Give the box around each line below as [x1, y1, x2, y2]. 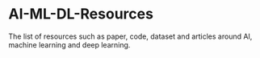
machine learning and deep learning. [8, 39, 131, 49]
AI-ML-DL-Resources [8, 5, 153, 23]
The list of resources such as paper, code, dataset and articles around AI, [8, 31, 253, 41]
